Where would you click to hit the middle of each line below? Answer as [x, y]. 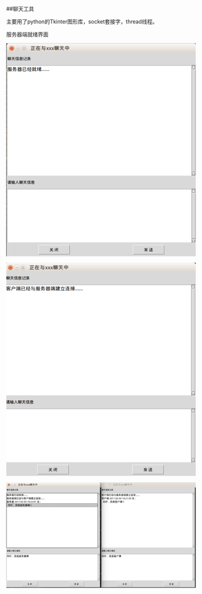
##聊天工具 [20, 9]
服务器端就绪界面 [27, 34]
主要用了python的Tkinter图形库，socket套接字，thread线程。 [82, 22]
